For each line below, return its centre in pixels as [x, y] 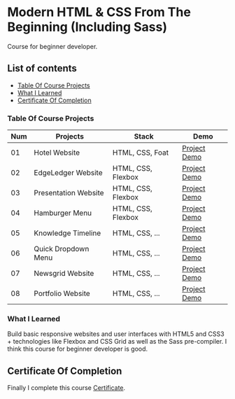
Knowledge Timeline [67, 233]
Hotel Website [57, 153]
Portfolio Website [62, 293]
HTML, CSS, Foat [141, 153]
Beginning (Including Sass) [87, 27]
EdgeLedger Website [68, 173]
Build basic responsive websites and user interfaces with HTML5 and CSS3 [116, 334]
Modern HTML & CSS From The [99, 12]
